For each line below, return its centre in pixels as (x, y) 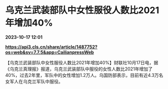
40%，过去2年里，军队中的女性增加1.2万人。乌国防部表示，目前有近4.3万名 (84, 75)
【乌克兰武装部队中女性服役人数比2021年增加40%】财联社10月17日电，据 (82, 62)
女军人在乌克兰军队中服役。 (34, 81)
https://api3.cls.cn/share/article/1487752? (51, 47)
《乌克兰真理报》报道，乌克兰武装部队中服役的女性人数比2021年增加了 (79, 69)
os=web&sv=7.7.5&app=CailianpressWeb (50, 52)
